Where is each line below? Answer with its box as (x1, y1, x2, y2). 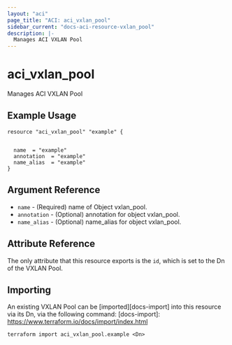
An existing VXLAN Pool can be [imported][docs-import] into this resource (7, 302, 222, 311)
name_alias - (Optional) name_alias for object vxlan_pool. (17, 218, 182, 226)
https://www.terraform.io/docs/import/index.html (7, 318, 148, 326)
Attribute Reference (7, 238, 96, 250)
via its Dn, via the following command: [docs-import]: (7, 310, 161, 318)
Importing (7, 284, 51, 296)
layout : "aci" (7, 10, 49, 17)
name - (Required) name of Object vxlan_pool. (17, 202, 147, 211)
